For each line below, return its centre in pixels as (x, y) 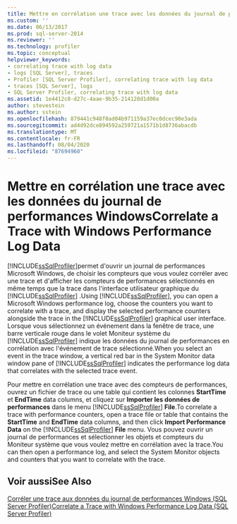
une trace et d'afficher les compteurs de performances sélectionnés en (111, 281)
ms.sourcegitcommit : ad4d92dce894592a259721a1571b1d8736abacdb (102, 125)
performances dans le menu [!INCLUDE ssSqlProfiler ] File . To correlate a (112, 407)
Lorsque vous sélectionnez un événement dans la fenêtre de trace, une (111, 326)
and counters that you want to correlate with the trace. (86, 459)
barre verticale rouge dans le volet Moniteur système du (89, 333)
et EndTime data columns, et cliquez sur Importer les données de (104, 399)
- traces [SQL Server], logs (50, 86)
